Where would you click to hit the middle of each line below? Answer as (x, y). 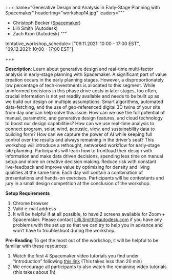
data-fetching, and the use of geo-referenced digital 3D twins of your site (83, 107)
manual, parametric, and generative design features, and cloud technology (84, 118)
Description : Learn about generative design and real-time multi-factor (79, 69)
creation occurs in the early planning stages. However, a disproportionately (84, 80)
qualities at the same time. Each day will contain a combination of (74, 172)
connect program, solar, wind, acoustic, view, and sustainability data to (80, 129)
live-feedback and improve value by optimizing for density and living (78, 167)
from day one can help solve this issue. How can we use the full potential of (85, 113)
